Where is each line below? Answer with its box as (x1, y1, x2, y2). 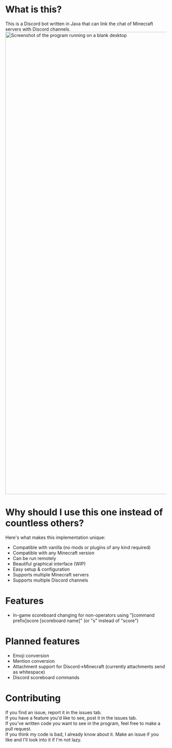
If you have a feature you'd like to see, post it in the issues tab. (5, 715, 137, 721)
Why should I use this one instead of (5, 507, 163, 518)
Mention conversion (12, 658, 55, 664)
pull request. (5, 725, 32, 732)
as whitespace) (12, 669, 45, 675)
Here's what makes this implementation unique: (5, 534, 106, 540)
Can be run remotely (12, 555, 56, 561)
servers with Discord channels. (5, 26, 71, 32)
